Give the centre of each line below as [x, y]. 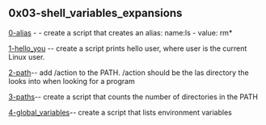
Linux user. [27, 56]
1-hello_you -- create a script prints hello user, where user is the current [128, 48]
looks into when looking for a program [72, 81]
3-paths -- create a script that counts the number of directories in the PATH [133, 97]
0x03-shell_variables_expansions [95, 13]
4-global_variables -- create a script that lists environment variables [120, 112]
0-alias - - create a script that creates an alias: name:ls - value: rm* [120, 32]
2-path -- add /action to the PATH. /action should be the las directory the [129, 73]
